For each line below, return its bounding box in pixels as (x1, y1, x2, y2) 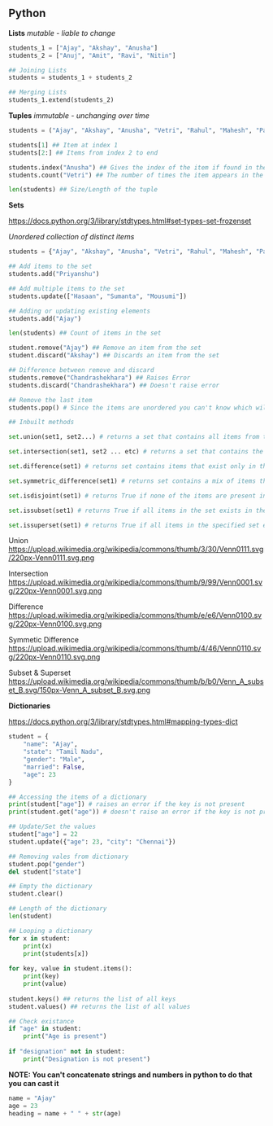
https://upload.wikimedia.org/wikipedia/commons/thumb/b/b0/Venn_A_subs (8, 677, 264, 686)
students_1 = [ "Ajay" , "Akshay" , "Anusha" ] (8, 44, 158, 52)
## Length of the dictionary (8, 905, 107, 913)
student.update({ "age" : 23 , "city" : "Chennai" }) (8, 838, 176, 846)
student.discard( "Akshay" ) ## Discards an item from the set (8, 352, 220, 360)
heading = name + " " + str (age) (8, 1109, 122, 1118)
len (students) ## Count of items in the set (8, 329, 162, 337)
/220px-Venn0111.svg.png (8, 553, 95, 563)
